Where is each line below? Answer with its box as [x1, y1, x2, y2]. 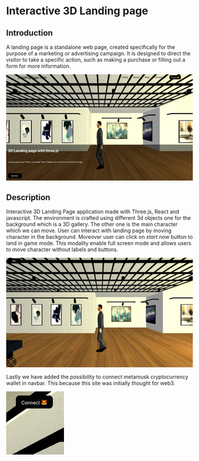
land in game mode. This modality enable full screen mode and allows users [6, 239, 191, 247]
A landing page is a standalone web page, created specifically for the [6, 43, 176, 50]
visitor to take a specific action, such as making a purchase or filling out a [6, 56, 185, 63]
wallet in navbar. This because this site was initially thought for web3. [6, 380, 176, 387]
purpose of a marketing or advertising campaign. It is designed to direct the [6, 50, 191, 57]
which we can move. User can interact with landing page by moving [6, 227, 172, 234]
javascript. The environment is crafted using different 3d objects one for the [6, 214, 191, 222]
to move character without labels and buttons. [6, 246, 118, 253]
